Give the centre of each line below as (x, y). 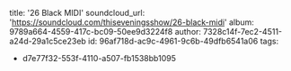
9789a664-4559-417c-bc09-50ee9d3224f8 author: (106, 32)
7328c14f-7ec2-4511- (243, 32)
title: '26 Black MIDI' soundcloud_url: (77, 13)
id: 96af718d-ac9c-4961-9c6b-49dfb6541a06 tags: (184, 41)
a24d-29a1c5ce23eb (48, 41)
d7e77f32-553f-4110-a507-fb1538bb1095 (99, 58)
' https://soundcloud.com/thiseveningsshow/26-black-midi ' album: (132, 22)
